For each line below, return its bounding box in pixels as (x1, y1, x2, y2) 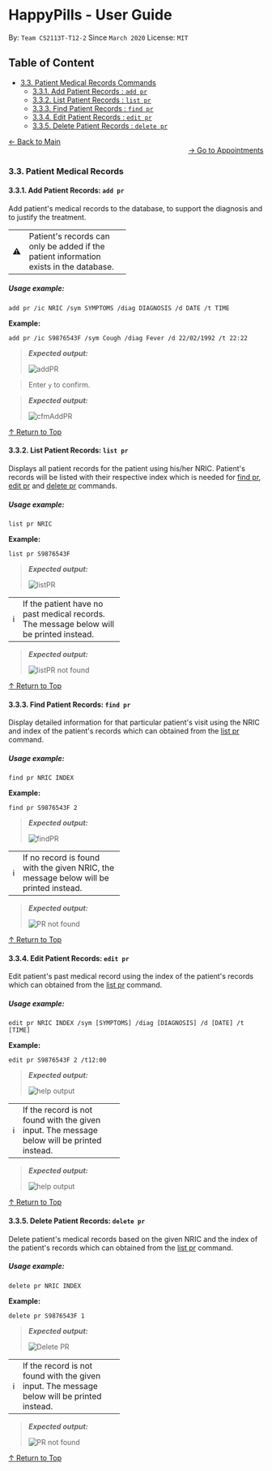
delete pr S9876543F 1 (8, 1312, 85, 1320)
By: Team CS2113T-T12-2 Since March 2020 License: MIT (8, 32, 189, 42)
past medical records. (23, 608, 105, 620)
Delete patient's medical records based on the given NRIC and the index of (8, 1234, 258, 1244)
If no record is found (23, 852, 100, 863)
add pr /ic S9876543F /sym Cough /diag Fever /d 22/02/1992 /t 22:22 (8, 334, 249, 342)
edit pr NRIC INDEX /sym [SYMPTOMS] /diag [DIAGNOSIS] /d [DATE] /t (8, 1019, 244, 1028)
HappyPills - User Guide (8, 6, 172, 24)
